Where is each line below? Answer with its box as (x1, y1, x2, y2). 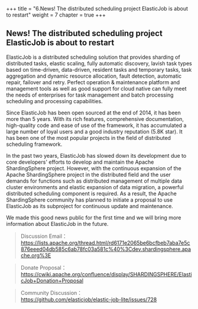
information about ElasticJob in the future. (6, 220, 109, 227)
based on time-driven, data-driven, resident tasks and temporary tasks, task (6, 66, 192, 73)
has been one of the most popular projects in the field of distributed (6, 134, 171, 141)
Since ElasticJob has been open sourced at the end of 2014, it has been (6, 109, 181, 116)
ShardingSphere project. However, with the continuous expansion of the (6, 164, 182, 171)
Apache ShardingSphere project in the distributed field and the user (6, 171, 171, 178)
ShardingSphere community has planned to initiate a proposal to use (6, 196, 173, 203)
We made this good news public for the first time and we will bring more (6, 214, 181, 221)
